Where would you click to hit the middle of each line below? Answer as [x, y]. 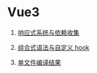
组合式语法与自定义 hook [53, 47]
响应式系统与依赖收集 [48, 32]
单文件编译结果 [39, 62]
